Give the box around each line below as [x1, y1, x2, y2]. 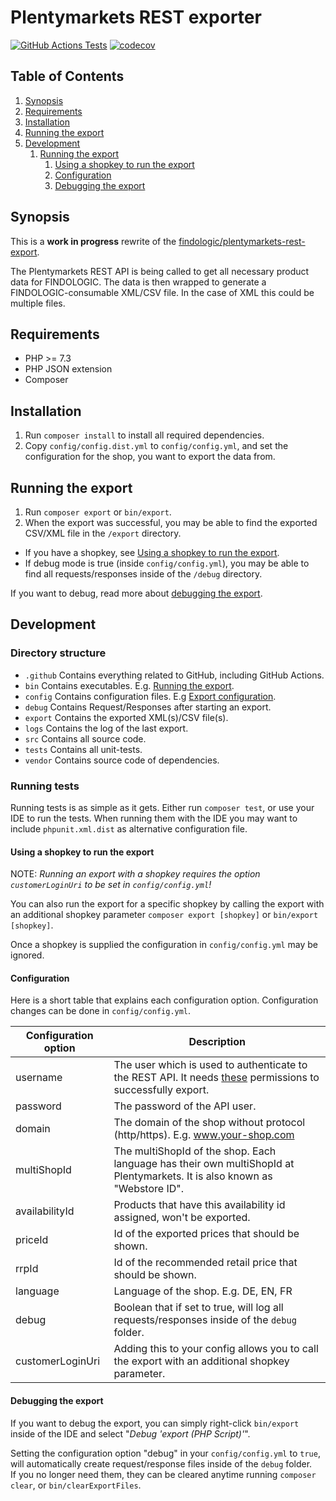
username [15, 1071, 63, 1085]
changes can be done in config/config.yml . [10, 1005, 192, 1017]
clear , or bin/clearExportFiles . [10, 1479, 142, 1491]
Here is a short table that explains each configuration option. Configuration [10, 994, 319, 1006]
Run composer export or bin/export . [24, 506, 172, 518]
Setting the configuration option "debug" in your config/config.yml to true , [10, 1447, 321, 1459]
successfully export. [113, 1083, 210, 1097]
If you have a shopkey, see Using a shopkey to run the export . [24, 547, 280, 558]
